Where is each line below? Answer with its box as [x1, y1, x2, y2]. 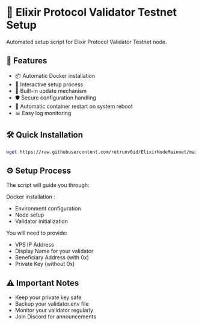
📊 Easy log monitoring [14, 109, 72, 116]
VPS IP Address [14, 241, 54, 248]
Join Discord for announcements [14, 313, 97, 320]
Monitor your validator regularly [14, 307, 94, 314]
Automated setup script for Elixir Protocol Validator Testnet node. [6, 38, 167, 45]
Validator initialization [14, 218, 68, 225]
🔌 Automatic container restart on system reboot [14, 103, 133, 110]
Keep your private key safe [14, 294, 82, 301]
